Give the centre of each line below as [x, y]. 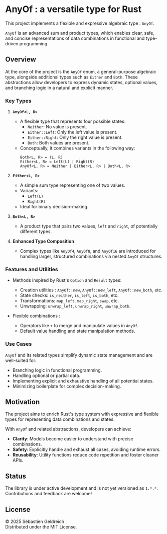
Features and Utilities [32, 269]
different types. [36, 232]
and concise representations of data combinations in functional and [75, 38]
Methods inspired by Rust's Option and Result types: [67, 280]
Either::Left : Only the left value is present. [72, 132]
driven [12, 43]
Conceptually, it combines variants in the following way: [77, 148]
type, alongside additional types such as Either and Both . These [71, 77]
